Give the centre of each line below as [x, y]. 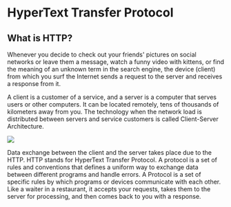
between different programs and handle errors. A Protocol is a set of [104, 174]
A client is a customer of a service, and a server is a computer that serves [112, 97]
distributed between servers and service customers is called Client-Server [113, 119]
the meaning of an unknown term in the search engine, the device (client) [111, 69]
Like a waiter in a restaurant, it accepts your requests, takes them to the [109, 189]
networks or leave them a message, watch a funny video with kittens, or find [116, 62]
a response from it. [34, 84]
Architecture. [26, 126]
